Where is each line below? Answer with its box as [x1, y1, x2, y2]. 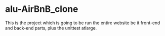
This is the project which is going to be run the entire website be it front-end [5, 20, 161, 26]
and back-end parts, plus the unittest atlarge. [5, 25, 97, 31]
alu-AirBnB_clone [5, 3, 78, 15]
